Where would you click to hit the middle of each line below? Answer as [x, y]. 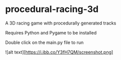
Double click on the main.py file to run [44, 42]
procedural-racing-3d [52, 9]
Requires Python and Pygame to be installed [51, 32]
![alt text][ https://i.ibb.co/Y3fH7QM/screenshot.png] [59, 52]
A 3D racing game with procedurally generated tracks [61, 23]
